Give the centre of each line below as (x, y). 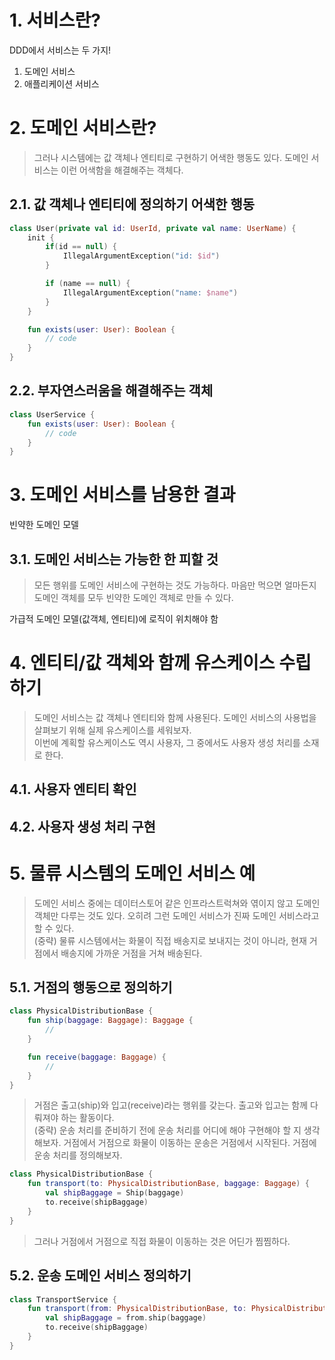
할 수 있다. (54, 928)
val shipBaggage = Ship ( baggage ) (115, 1193)
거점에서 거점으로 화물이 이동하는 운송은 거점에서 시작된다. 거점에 (190, 1143)
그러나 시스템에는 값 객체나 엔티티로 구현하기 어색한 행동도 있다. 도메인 (171, 157)
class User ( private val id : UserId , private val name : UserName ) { (153, 228)
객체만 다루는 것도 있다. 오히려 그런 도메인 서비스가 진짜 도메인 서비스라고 (176, 915)
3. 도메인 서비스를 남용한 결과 (122, 495)
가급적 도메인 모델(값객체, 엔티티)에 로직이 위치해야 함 (114, 619)
